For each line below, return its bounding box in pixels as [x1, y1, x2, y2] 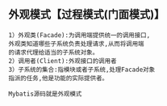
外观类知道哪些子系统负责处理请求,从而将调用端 [8, 40, 144, 48]
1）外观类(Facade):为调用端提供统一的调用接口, [8, 31, 151, 39]
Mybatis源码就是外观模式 [8, 90, 82, 98]
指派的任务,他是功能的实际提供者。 [8, 74, 109, 83]
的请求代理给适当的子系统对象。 [8, 48, 99, 57]
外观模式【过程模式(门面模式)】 [8, 7, 165, 22]
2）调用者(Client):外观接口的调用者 [8, 57, 117, 65]
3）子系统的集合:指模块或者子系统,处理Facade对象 [8, 66, 156, 74]
